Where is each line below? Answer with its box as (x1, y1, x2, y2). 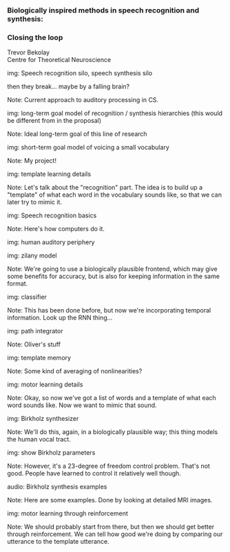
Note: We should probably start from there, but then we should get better (7, 523, 215, 531)
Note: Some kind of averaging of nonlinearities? (7, 367, 143, 375)
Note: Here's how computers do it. (7, 225, 105, 233)
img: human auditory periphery (7, 238, 95, 246)
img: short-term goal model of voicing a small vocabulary (7, 144, 170, 152)
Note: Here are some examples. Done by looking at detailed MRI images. (7, 496, 213, 504)
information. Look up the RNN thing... (7, 313, 113, 322)
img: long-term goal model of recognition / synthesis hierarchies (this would (7, 109, 222, 117)
